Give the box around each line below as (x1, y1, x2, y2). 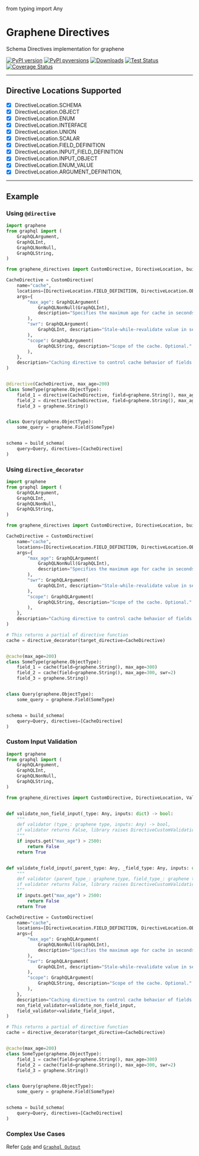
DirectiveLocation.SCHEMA (14, 101, 82, 108)
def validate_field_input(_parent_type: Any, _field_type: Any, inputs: (6, 865, 190, 871)
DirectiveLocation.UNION (14, 129, 77, 135)
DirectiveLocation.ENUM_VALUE (14, 162, 94, 169)
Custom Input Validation (6, 737, 78, 746)
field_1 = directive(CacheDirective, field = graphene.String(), (17, 392, 176, 398)
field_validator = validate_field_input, (17, 1008, 115, 1014)
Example (6, 191, 39, 201)
